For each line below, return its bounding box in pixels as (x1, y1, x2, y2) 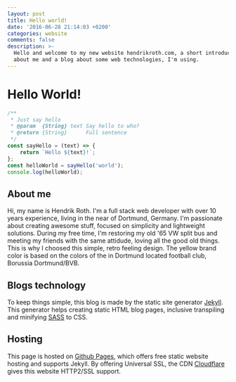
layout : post (7, 10, 46, 18)
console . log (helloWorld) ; (7, 168, 83, 176)
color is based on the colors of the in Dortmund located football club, (7, 251, 207, 260)
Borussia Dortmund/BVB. (7, 259, 80, 267)
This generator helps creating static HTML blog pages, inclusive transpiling (7, 305, 225, 314)
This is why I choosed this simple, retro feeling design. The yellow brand (7, 244, 216, 253)
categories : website (7, 30, 68, 37)
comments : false (7, 37, 55, 44)
